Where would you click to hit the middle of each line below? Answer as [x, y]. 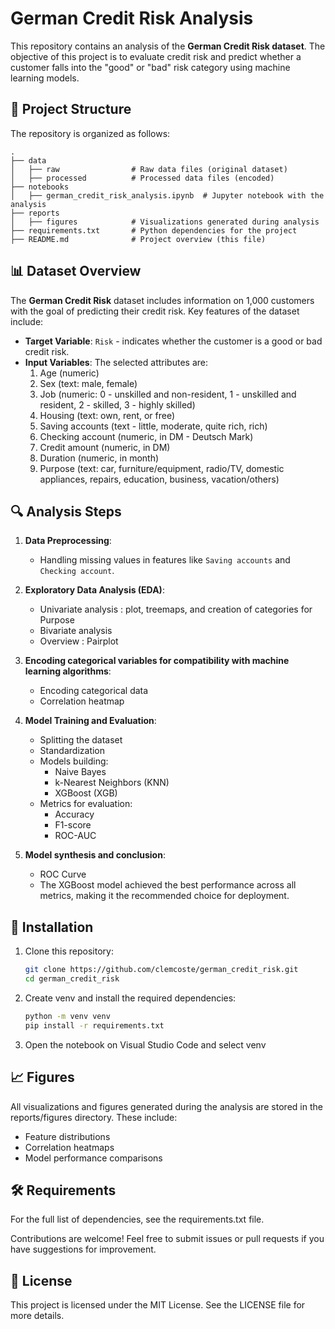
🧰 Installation [52, 927]
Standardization [72, 751]
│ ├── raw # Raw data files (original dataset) [149, 169]
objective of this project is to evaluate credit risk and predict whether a [156, 56]
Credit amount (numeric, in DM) [105, 447]
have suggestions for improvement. [83, 1249]
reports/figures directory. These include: [94, 1117]
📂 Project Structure [71, 109]
